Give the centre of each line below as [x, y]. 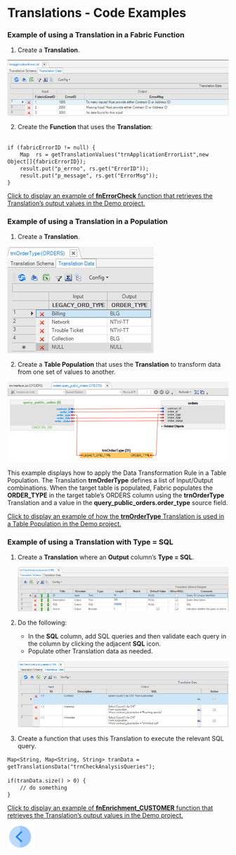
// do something [44, 788]
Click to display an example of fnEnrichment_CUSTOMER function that [110, 808]
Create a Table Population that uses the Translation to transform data [119, 365]
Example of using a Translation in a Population [88, 221]
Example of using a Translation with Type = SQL [90, 542]
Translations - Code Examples [97, 13]
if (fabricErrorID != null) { [52, 148]
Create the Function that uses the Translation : [85, 126]
